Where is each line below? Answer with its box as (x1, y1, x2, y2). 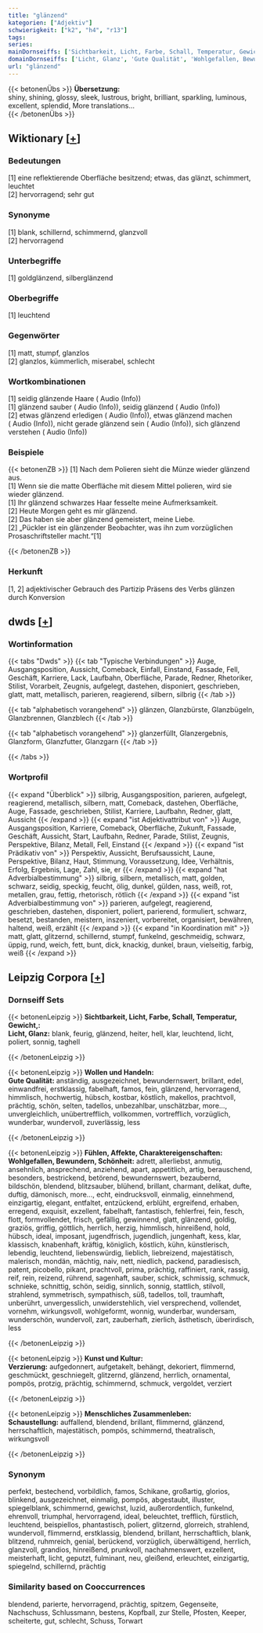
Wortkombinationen (8, 376, 86, 387)
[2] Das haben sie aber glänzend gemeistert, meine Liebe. (8, 515, 196, 524)
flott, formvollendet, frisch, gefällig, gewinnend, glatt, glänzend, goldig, (8, 1215, 237, 1225)
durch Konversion (8, 592, 65, 601)
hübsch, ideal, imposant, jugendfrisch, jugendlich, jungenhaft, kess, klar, (8, 1232, 242, 1241)
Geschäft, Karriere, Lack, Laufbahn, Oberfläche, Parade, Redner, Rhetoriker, (8, 673, 253, 683)
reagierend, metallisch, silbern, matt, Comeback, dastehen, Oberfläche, (8, 798, 239, 807)
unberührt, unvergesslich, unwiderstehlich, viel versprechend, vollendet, (8, 1299, 242, 1308)
